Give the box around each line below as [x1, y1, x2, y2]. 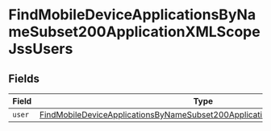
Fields [8, 72, 40, 85]
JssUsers [8, 40, 73, 58]
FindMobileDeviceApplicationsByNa [8, 6, 256, 24]
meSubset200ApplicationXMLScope [8, 23, 261, 41]
